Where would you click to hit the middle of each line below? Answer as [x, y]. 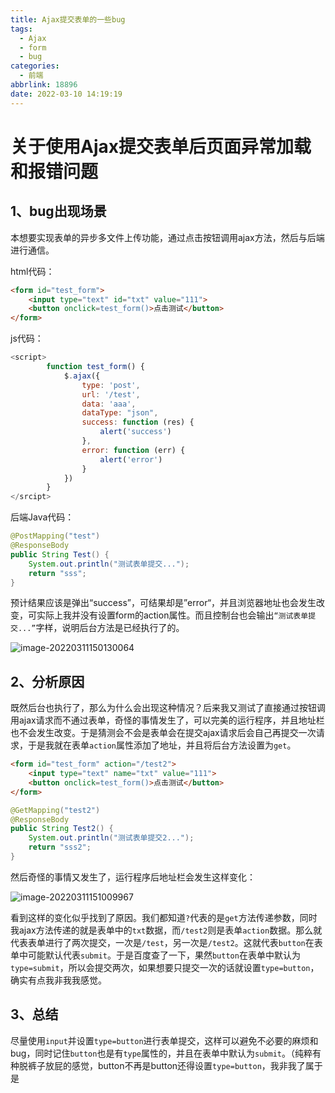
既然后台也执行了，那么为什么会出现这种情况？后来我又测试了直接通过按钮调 [168, 708]
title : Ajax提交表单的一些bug [68, 19]
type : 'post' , [111, 385]
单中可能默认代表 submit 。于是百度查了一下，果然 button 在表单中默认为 [155, 955]
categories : [35, 66]
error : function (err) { [133, 450]
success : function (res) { [138, 422]
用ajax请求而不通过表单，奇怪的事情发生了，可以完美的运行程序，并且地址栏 [167, 720]
